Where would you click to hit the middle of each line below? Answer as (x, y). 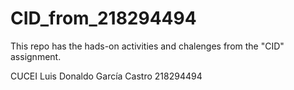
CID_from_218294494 (103, 18)
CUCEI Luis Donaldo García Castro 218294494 (106, 76)
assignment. (36, 56)
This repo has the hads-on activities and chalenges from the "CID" (147, 46)
